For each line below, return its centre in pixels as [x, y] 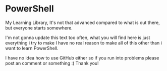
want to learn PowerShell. [32, 48]
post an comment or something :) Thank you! [52, 63]
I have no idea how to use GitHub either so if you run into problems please [82, 57]
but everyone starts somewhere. [39, 27]
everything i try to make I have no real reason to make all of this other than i [84, 42]
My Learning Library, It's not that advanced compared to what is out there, [82, 22]
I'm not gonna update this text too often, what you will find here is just [78, 37]
